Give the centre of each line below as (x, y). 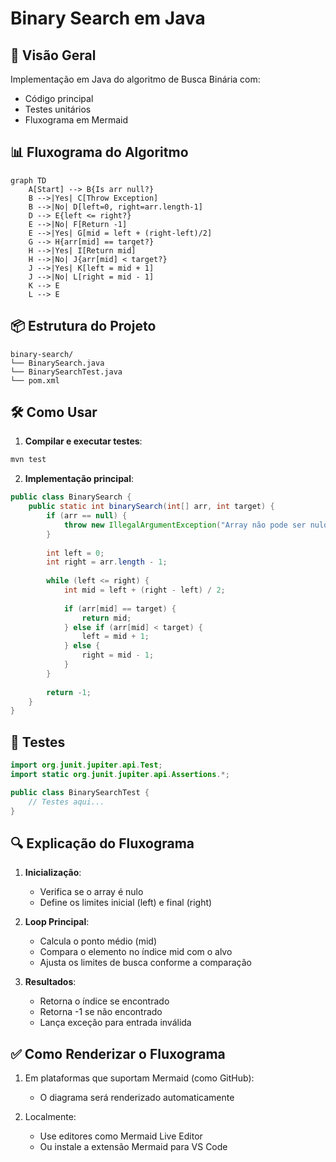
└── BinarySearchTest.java (66, 372)
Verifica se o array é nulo (91, 892)
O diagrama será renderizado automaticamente (137, 1098)
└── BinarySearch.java (57, 363)
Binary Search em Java (108, 18)
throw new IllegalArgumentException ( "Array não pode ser (185, 525)
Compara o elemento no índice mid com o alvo (136, 952)
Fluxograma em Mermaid (76, 120)
